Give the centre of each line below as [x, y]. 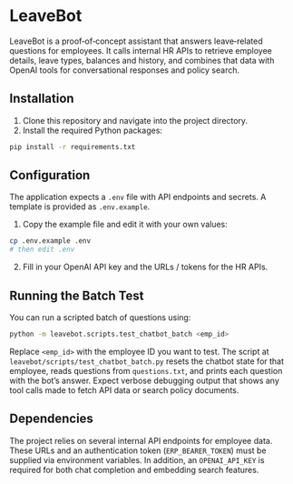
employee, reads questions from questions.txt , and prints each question [146, 370]
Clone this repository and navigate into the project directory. [135, 120]
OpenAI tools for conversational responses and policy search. [125, 70]
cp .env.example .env [50, 241]
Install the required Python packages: [93, 130]
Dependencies [51, 419]
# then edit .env [42, 250]
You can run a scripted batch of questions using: [100, 318]
